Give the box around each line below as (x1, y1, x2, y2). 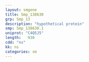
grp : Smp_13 (5, 16, 30, 21)
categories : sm (5, 49, 37, 54)
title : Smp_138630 (5, 12, 44, 17)
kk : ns (5, 44, 19, 49)
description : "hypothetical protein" (5, 21, 84, 26)
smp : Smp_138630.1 (5, 26, 44, 31)
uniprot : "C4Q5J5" (5, 30, 44, 35)
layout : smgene (5, 7, 37, 12)
